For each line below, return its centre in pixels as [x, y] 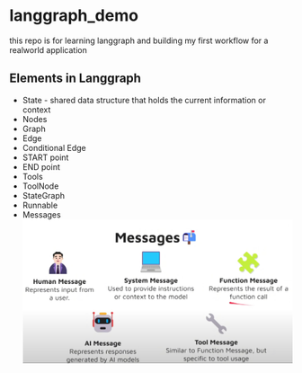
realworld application [48, 49]
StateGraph [44, 195]
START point [45, 157]
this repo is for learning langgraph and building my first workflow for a [139, 40]
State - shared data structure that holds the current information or [144, 100]
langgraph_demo [74, 16]
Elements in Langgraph [75, 79]
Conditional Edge [54, 147]
